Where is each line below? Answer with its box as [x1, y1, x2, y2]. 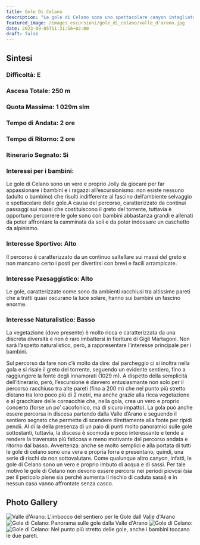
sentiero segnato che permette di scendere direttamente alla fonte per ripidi [6, 417, 192, 424]
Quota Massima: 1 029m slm [6, 103, 90, 111]
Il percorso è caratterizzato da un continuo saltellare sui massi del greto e [6, 253, 186, 260]
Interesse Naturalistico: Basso [6, 315, 95, 324]
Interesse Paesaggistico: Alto [6, 274, 93, 283]
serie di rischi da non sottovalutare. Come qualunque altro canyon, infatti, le [6, 454, 192, 462]
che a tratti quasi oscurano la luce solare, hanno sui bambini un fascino [6, 294, 180, 301]
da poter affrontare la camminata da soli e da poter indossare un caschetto [6, 218, 190, 225]
